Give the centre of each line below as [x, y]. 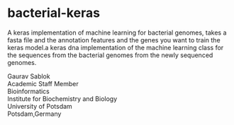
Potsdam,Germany [34, 114]
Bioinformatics [28, 91]
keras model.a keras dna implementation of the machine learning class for [116, 47]
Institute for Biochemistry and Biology [62, 99]
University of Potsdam [40, 106]
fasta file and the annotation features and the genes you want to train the [114, 40]
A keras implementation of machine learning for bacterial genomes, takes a [117, 32]
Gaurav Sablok [29, 76]
